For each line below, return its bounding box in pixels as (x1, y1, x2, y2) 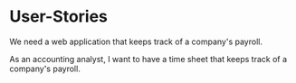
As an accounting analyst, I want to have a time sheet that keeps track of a (9, 53, 288, 64)
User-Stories (9, 6, 109, 27)
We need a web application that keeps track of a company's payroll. (9, 36, 263, 47)
